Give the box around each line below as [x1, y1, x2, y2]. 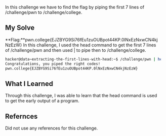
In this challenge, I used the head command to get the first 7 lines [23, 42, 157, 48]
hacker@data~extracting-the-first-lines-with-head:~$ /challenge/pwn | [5, 57, 156, 62]
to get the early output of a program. [5, 98, 80, 104]
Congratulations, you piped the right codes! [5, 61, 100, 66]
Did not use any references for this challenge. [5, 125, 98, 131]
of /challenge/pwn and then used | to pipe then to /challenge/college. [5, 47, 147, 53]
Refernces [5, 112, 38, 120]
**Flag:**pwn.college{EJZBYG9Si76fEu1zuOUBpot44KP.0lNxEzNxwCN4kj [5, 36, 158, 42]
